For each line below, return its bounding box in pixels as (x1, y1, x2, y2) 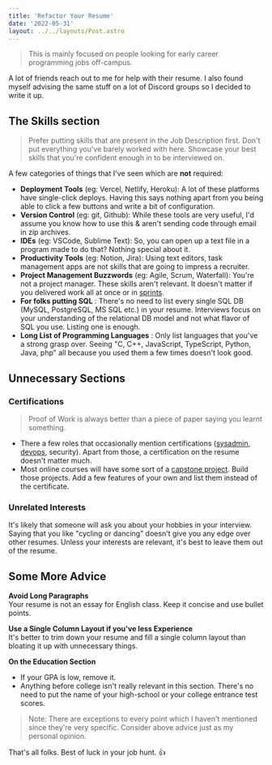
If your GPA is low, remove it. (19, 672, 117, 682)
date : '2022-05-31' (8, 19, 74, 28)
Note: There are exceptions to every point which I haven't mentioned (28, 714, 257, 724)
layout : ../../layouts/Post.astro (8, 27, 125, 35)
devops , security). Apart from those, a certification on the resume (19, 447, 240, 456)
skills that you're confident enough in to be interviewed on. (28, 153, 225, 163)
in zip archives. (19, 228, 71, 237)
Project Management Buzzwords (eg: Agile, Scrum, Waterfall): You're (19, 271, 255, 280)
